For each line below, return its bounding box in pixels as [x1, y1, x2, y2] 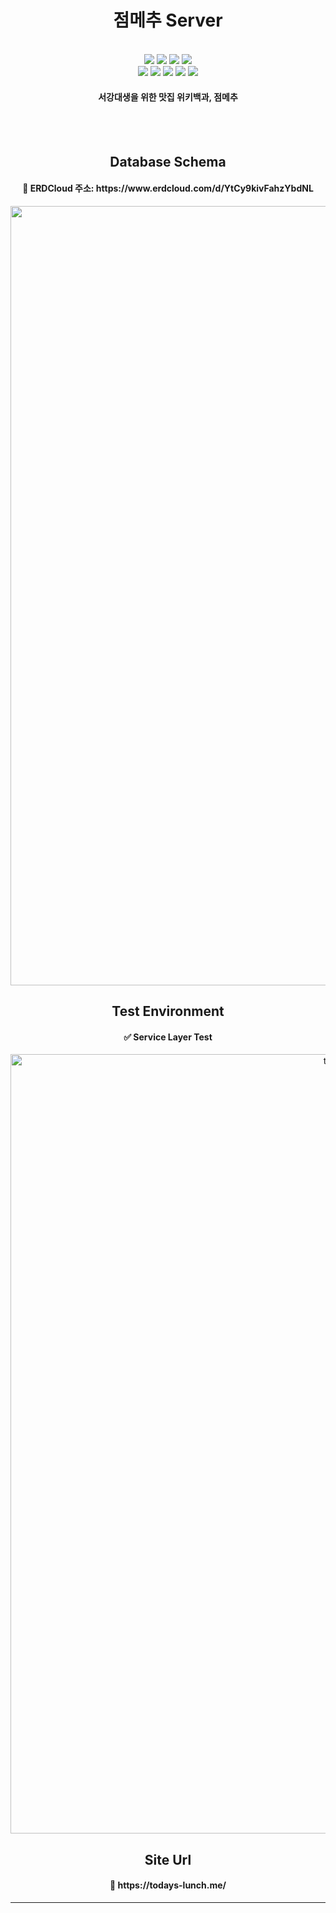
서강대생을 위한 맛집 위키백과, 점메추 [98, 91, 238, 103]
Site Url [144, 1851, 192, 1868]
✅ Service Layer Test [123, 1031, 213, 1043]
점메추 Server [113, 9, 223, 32]
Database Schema [109, 153, 227, 170]
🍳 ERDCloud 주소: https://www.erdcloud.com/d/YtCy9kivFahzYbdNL [22, 182, 314, 195]
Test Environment [111, 1003, 225, 1020]
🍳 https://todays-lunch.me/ [109, 1879, 227, 1891]
